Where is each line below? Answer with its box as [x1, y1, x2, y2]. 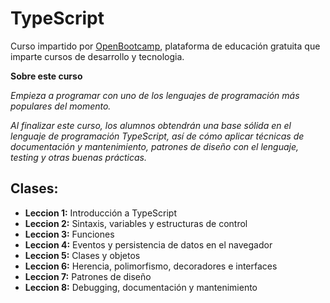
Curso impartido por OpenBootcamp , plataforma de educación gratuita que [10, 40, 321, 52]
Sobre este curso [10, 70, 83, 82]
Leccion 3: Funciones [24, 228, 115, 240]
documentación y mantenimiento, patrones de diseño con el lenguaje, [10, 140, 300, 152]
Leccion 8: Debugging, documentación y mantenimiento [24, 281, 258, 293]
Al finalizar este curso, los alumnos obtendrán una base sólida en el [10, 119, 292, 131]
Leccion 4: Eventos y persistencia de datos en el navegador [24, 238, 273, 251]
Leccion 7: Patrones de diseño [24, 270, 152, 282]
